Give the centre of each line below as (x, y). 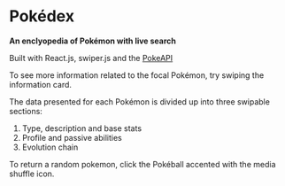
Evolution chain (50, 147)
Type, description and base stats (82, 128)
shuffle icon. (32, 174)
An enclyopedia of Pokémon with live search (93, 41)
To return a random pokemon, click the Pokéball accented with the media (142, 164)
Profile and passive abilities (72, 137)
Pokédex (42, 16)
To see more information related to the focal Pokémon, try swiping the (137, 75)
